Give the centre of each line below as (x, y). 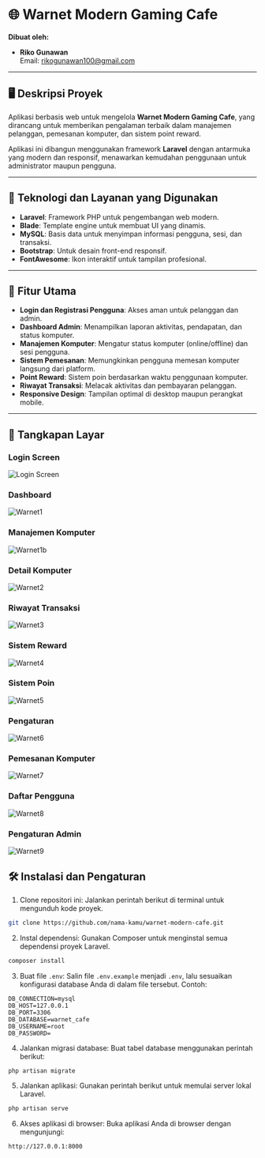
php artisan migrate (42, 1071)
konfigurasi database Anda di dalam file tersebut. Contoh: (113, 984)
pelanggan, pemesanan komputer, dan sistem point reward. (105, 133)
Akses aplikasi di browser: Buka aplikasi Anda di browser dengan (125, 1124)
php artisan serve (38, 1109)
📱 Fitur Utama (42, 291)
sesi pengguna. (45, 352)
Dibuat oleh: (29, 36)
